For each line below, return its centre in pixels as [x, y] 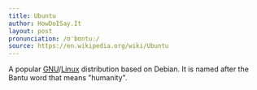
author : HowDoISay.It [45, 24]
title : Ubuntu [33, 16]
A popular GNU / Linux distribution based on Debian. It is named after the [129, 69]
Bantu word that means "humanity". [68, 78]
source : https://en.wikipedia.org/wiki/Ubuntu [89, 46]
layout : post [30, 31]
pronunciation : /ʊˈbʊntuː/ [54, 39]
